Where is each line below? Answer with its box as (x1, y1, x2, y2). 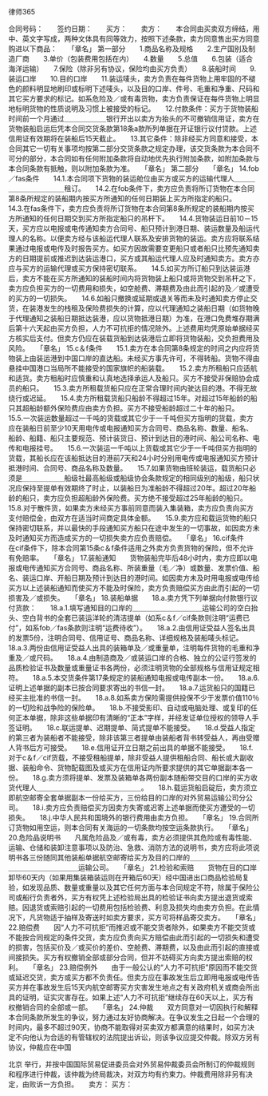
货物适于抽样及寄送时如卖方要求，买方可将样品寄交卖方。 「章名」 (35, 913, 260, 922)
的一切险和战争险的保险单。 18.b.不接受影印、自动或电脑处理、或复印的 (8, 703, 251, 713)
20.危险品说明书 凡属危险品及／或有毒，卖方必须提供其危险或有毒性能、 (8, 833, 257, 842)
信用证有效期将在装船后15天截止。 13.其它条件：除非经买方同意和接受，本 (8, 134, 259, 143)
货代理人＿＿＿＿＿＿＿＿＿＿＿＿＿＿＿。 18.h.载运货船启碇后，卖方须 (8, 783, 251, 792)
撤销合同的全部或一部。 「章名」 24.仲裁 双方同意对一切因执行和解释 (14, 1003, 258, 1012)
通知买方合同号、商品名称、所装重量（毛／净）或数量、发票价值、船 (35, 563, 260, 573)
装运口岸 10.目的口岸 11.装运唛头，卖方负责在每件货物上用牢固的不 (8, 74, 249, 83)
